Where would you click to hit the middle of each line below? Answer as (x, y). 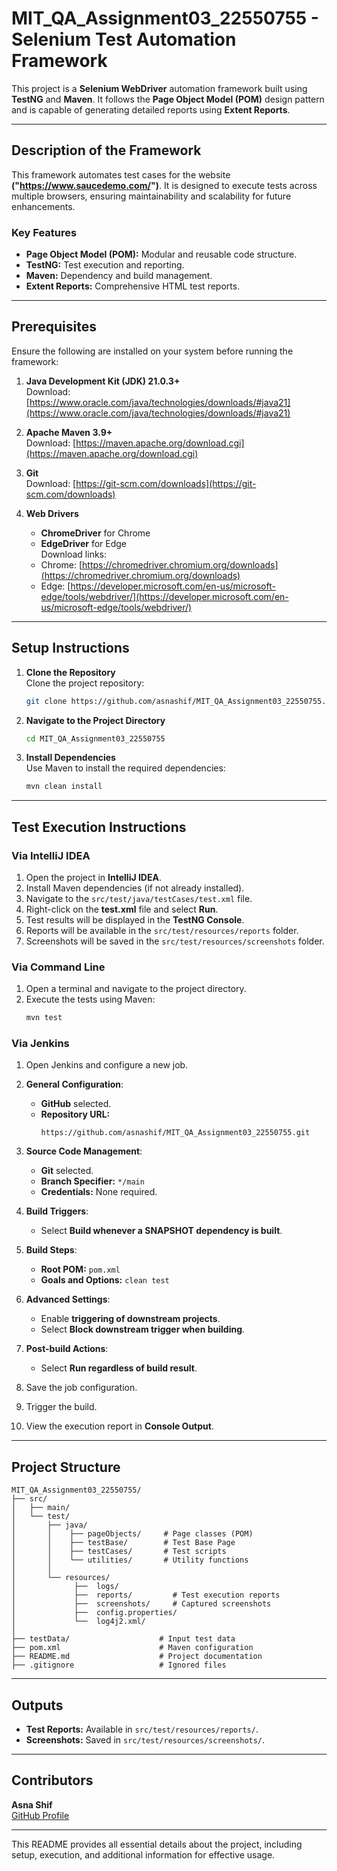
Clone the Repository (70, 672)
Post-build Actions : (67, 1349)
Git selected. (67, 1171)
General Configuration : (74, 1084)
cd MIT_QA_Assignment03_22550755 (95, 738)
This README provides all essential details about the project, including (157, 1844)
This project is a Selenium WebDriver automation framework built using (159, 88)
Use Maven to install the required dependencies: (125, 768)
